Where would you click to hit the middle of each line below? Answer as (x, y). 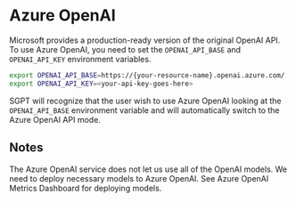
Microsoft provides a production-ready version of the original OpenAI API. (145, 40)
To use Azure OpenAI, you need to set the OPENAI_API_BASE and (125, 49)
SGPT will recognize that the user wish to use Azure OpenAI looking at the (145, 101)
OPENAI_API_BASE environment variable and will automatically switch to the (144, 110)
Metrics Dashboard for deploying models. (86, 188)
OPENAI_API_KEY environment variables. (80, 59)
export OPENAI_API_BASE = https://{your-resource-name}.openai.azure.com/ (147, 75)
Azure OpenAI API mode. (55, 119)
